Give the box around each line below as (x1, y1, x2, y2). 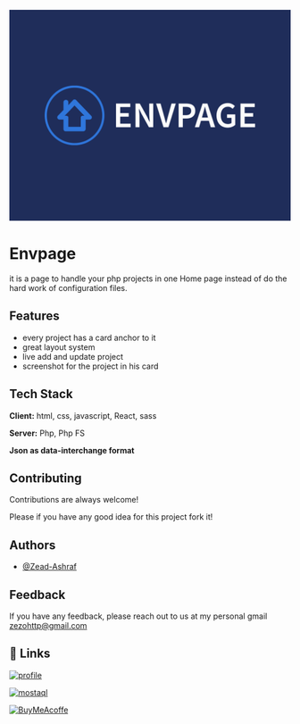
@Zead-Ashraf (21, 562, 78, 572)
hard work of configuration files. (9, 282, 128, 293)
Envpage (9, 244, 77, 264)
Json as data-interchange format (9, 445, 135, 455)
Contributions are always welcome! (9, 495, 139, 505)
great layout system (21, 341, 96, 353)
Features (9, 309, 60, 324)
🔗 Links (9, 646, 51, 662)
